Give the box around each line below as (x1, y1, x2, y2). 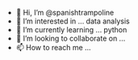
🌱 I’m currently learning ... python (15, 25, 128, 34)
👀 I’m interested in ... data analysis (15, 16, 131, 26)
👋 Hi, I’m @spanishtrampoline (15, 8, 115, 17)
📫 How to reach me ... (15, 43, 91, 52)
